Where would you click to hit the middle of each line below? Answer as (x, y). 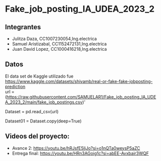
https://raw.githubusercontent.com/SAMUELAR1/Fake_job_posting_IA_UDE (81, 97)
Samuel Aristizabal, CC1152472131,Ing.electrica (59, 44)
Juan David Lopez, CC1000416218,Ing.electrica (59, 49)
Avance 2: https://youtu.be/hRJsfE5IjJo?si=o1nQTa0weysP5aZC (76, 148)
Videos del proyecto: (37, 136)
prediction (15, 86)
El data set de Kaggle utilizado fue (39, 76)
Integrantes (23, 27)
